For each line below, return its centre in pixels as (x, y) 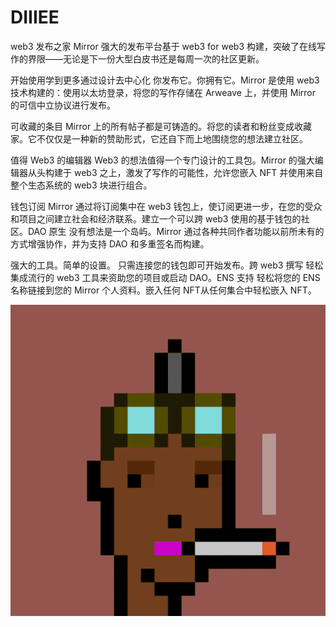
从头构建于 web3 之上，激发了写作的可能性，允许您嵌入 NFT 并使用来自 (175, 172)
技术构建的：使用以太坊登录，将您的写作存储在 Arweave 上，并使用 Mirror (163, 92)
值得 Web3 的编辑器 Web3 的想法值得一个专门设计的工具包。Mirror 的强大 (162, 160)
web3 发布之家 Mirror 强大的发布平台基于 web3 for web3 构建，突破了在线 (163, 46)
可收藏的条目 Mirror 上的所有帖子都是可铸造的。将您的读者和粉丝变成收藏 (161, 126)
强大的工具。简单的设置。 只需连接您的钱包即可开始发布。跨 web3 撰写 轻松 (167, 265)
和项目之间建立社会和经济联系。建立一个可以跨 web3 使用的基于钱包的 (156, 218)
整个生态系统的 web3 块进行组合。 (81, 185)
